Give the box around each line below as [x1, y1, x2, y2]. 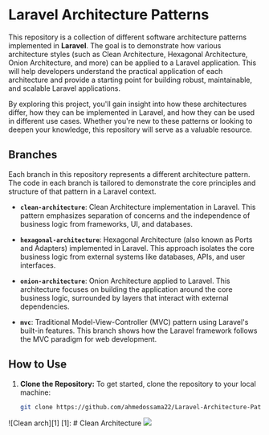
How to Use [8, 358, 67, 371]
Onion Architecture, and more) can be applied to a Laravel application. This [8, 58, 257, 68]
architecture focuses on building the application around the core [19, 284, 233, 294]
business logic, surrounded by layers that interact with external [19, 293, 229, 302]
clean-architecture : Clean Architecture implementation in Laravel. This [19, 202, 256, 211]
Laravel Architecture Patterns [8, 6, 210, 24]
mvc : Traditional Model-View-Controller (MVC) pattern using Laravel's [19, 317, 249, 326]
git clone [19, 403, 54, 411]
